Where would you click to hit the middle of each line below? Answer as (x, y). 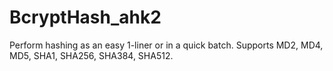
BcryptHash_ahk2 (85, 17)
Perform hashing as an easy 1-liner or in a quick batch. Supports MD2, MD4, (166, 45)
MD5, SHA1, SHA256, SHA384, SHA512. (91, 55)
